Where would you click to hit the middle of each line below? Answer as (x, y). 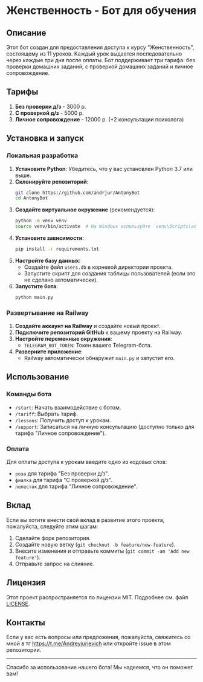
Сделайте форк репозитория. (53, 538)
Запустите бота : (37, 286)
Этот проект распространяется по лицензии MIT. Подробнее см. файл (97, 597)
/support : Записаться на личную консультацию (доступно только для (105, 426)
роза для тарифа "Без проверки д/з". (62, 474)
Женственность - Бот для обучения (101, 11)
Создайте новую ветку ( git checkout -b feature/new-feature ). (95, 544)
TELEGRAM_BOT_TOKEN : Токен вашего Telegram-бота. (88, 346)
